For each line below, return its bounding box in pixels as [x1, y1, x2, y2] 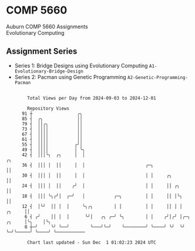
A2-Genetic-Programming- [127, 74, 189, 80]
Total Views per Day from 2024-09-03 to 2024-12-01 [27, 95, 157, 101]
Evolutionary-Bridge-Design [14, 68, 83, 74]
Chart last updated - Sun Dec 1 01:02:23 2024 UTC [27, 239, 157, 245]
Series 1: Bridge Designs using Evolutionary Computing [14, 62, 148, 69]
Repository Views [27, 105, 69, 111]
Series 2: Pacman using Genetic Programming [14, 73, 126, 80]
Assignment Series [6, 47, 78, 57]
